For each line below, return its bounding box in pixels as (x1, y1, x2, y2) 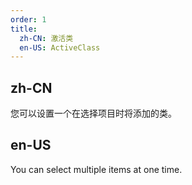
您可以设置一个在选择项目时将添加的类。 (10, 107, 177, 120)
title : (10, 24, 38, 34)
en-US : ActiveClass (19, 42, 101, 53)
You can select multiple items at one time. (10, 163, 183, 175)
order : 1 (10, 14, 47, 25)
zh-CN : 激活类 (19, 33, 74, 43)
